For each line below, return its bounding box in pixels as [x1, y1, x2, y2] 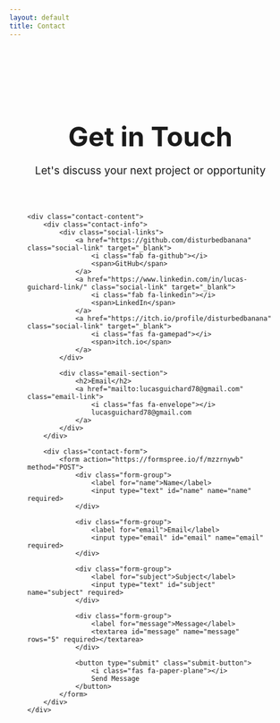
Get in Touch [68, 119, 233, 153]
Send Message [90, 674, 140, 683]
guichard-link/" [27, 283, 88, 292]
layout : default [9, 13, 70, 22]
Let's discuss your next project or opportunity [34, 163, 267, 177]
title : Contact [9, 21, 66, 30]
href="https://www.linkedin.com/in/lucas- [87, 275, 248, 284]
